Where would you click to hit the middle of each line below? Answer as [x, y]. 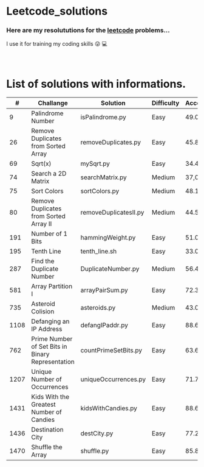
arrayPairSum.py [104, 290]
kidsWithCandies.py [109, 408]
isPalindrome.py [103, 117]
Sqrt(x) [41, 164]
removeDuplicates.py [111, 143]
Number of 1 [49, 234]
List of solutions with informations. [96, 84]
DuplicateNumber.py [110, 269]
